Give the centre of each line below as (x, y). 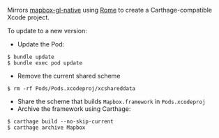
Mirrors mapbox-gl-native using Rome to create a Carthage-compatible (110, 10)
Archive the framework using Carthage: (74, 109)
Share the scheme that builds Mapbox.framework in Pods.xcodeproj (111, 101)
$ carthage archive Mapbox (46, 128)
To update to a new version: (47, 31)
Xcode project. (29, 17)
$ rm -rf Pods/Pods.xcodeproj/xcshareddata (71, 89)
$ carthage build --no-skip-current (60, 121)
